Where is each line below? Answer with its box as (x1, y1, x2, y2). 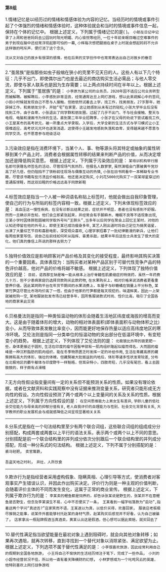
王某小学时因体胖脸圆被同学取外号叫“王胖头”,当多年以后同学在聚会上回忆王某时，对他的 (5, 218, 159, 223)
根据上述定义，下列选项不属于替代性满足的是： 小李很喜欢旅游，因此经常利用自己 (5, 544, 161, 550)
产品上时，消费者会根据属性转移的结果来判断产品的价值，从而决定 (22, 152, 157, 157)
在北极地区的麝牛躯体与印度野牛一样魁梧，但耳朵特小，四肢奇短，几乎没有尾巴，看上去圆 (5, 360, 160, 365)
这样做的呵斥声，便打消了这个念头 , (5, 45, 66, 51)
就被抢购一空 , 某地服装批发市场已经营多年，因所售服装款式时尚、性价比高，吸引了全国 (5, 293, 155, 299)
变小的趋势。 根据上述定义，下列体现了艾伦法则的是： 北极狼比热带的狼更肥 (5, 338, 153, 344)
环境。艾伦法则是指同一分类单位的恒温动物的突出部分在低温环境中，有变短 (9, 332, 161, 338)
